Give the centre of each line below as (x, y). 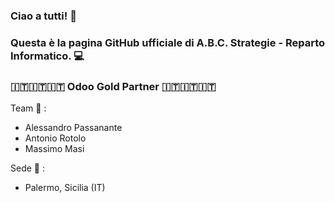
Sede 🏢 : (27, 168)
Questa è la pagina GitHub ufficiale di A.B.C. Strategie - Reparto (168, 42)
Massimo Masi (54, 149)
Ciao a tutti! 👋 (43, 16)
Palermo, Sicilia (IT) (65, 188)
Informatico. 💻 (47, 56)
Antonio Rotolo (55, 138)
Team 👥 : (28, 108)
